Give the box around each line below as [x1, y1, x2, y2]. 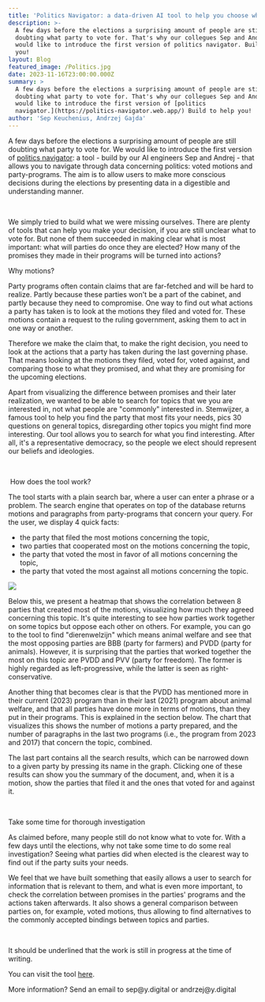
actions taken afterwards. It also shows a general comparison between [8, 898, 238, 907]
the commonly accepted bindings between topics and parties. [8, 914, 210, 925]
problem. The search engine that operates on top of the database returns [8, 500, 246, 510]
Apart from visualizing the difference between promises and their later [8, 387, 237, 397]
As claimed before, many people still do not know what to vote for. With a [8, 832, 246, 842]
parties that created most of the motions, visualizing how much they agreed [8, 605, 254, 614]
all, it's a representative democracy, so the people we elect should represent [8, 438, 257, 447]
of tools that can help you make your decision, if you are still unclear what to [8, 225, 256, 235]
